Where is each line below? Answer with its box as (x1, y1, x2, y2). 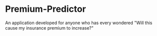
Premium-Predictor (5, 3, 86, 15)
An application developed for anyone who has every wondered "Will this (5, 20, 153, 26)
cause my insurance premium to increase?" (5, 25, 94, 31)
